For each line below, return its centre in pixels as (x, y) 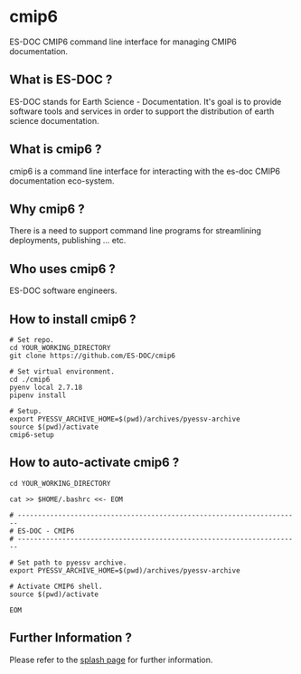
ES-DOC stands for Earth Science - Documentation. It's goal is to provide (146, 101)
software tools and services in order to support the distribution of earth (142, 111)
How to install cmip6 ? (73, 319)
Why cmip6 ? (47, 209)
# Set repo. (32, 340)
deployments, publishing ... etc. (68, 241)
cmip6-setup (32, 435)
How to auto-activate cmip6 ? (94, 463)
